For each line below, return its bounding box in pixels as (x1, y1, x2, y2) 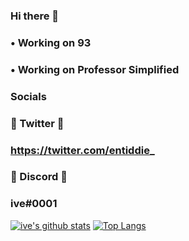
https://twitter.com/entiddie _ (10, 143, 155, 157)
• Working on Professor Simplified (10, 62, 180, 76)
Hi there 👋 (10, 9, 60, 23)
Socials (10, 89, 47, 103)
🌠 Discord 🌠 (10, 170, 68, 184)
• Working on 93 (10, 35, 92, 49)
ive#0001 (10, 197, 58, 211)
